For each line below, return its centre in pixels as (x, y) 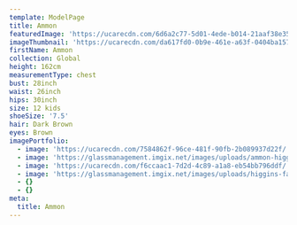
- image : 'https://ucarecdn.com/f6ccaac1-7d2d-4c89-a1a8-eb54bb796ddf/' (154, 166)
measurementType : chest (53, 75)
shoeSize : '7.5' (39, 116)
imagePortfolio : (39, 141)
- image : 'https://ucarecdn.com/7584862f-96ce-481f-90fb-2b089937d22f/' (154, 149)
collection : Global (45, 58)
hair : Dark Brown (41, 125)
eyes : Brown (31, 133)
